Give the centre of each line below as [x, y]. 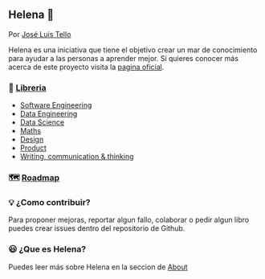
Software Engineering [56, 105]
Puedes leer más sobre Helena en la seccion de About [98, 267]
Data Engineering [49, 114]
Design [32, 139]
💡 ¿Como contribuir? [49, 202]
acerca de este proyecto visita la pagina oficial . [86, 67]
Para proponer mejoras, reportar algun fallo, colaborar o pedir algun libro [129, 220]
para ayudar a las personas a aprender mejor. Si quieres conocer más [124, 58]
